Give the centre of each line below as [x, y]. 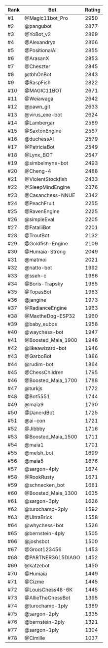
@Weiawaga [39, 99]
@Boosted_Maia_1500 [51, 437]
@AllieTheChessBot [47, 598]
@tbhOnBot [38, 75]
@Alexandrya [40, 42]
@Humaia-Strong [45, 251]
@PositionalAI [40, 50]
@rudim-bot [39, 364]
